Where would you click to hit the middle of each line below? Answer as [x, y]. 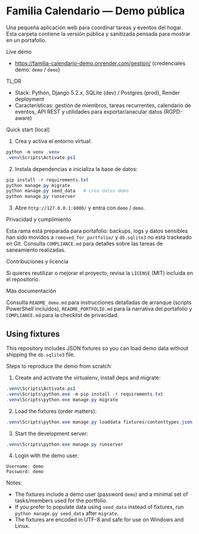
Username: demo [25, 467]
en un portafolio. [26, 40]
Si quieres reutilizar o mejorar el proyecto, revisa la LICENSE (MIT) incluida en [99, 273]
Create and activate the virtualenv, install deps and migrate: [88, 378]
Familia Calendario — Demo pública [96, 11]
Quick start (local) [28, 129]
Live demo [19, 51]
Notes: [14, 483]
